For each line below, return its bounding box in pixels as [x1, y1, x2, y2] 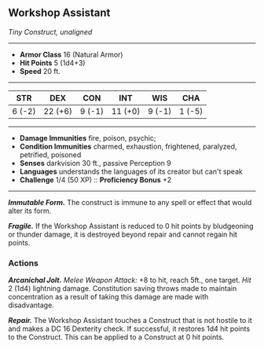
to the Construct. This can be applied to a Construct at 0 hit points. [8, 332, 225, 342]
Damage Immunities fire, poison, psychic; [19, 133, 156, 142]
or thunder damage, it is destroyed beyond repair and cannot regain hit [8, 230, 238, 239]
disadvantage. [8, 300, 55, 310]
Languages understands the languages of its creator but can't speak [19, 167, 244, 176]
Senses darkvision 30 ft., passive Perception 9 [19, 158, 171, 167]
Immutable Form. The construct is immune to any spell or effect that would [8, 197, 252, 207]
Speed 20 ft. [19, 66, 60, 75]
